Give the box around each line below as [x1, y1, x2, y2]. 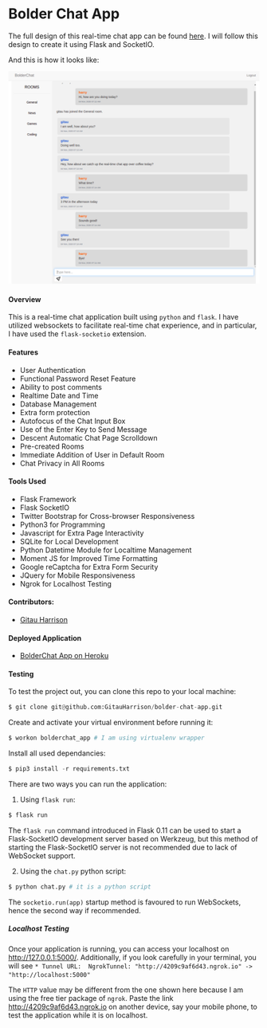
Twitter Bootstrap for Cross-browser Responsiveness [19, 511, 195, 520]
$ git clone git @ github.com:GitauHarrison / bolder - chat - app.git [8, 703, 223, 712]
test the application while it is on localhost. [8, 1010, 148, 1020]
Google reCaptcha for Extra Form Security [19, 562, 159, 571]
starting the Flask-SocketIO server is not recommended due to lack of [8, 842, 238, 852]
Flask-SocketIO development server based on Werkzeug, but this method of [8, 834, 258, 843]
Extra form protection [19, 407, 90, 417]
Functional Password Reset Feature [19, 374, 136, 383]
